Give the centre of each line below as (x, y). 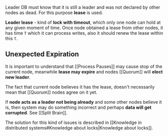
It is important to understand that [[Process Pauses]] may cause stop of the (84, 66)
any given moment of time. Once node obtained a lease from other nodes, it (84, 28)
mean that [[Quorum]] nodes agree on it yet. (51, 92)
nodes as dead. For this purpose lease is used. (54, 13)
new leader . (18, 77)
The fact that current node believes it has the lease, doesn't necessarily (80, 87)
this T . (11, 38)
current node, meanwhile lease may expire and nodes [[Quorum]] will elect (84, 72)
